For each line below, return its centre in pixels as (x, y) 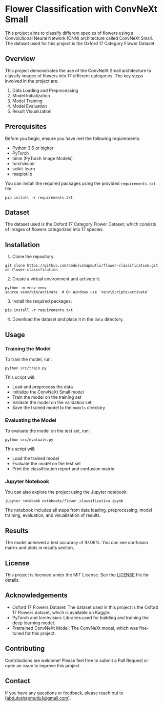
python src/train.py (26, 368)
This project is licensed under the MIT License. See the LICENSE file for (77, 575)
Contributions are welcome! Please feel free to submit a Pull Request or (77, 660)
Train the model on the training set (47, 397)
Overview (20, 59)
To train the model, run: (29, 359)
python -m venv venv (26, 288)
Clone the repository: (33, 257)
